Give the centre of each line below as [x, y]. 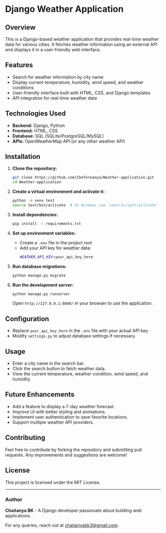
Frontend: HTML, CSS [35, 131]
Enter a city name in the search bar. [48, 363]
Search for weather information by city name [58, 77]
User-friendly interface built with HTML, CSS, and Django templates [81, 93]
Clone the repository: [35, 168]
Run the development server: [43, 285]
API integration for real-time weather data [55, 98]
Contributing [25, 438]
